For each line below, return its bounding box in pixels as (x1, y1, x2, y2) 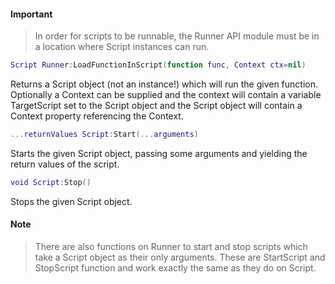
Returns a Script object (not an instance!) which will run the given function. (10, 78, 319, 90)
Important (10, 8, 53, 20)
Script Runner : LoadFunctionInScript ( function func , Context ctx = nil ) (10, 60, 307, 70)
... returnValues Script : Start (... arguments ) (10, 130, 199, 140)
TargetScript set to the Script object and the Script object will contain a (10, 100, 303, 112)
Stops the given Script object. (10, 195, 133, 207)
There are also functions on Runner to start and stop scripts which (34, 241, 308, 253)
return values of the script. (10, 158, 120, 170)
